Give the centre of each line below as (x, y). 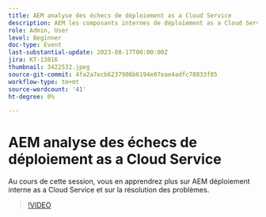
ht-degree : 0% (32, 97)
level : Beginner (35, 38)
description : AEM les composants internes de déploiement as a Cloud (125, 23)
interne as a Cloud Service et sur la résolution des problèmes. (109, 190)
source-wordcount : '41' (47, 89)
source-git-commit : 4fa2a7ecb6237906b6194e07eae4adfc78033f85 (113, 74)
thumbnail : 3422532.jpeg (49, 67)
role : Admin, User (38, 30)
